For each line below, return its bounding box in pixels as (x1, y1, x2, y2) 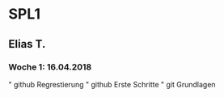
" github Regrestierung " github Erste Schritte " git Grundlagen (8, 79, 216, 89)
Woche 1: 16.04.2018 (8, 61, 92, 73)
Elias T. (8, 37, 46, 51)
